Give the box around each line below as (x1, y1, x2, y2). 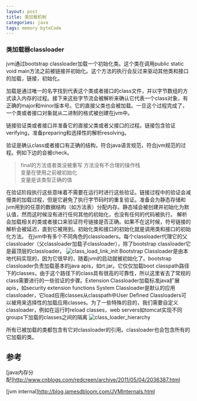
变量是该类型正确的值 (20, 176, 72, 183)
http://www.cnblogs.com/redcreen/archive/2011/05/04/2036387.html (13, 376, 181, 383)
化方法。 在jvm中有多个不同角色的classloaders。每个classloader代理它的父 (6, 233, 188, 240)
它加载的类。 (6, 333, 37, 340)
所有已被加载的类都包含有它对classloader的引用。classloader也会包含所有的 (6, 326, 191, 333)
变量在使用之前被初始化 (20, 169, 77, 176)
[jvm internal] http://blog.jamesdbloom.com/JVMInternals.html (6, 388, 155, 395)
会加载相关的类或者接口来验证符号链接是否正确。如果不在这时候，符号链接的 (6, 218, 191, 225)
